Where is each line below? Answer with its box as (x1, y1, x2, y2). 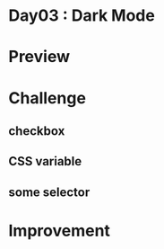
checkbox (8, 123, 65, 138)
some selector (8, 184, 91, 200)
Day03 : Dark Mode (8, 5, 156, 26)
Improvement (8, 220, 111, 241)
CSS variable (8, 154, 82, 169)
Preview (8, 47, 71, 67)
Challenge (8, 87, 87, 108)
